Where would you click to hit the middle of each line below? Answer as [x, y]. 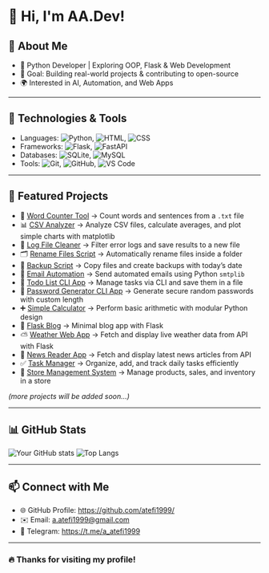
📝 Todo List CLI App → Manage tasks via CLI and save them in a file [131, 282]
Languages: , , [73, 138]
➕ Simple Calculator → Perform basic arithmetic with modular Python [134, 307]
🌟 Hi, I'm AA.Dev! [67, 16]
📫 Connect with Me [59, 487]
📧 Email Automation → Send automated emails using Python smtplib [132, 274]
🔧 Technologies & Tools [68, 118]
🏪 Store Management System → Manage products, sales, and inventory [138, 372]
